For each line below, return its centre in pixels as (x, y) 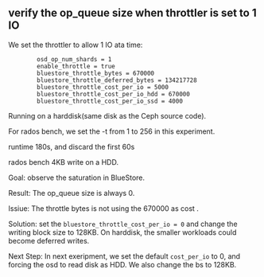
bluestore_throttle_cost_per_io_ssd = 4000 (110, 101)
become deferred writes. (49, 240)
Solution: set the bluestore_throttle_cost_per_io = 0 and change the (123, 224)
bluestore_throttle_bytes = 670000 (96, 73)
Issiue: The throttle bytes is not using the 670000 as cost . (103, 208)
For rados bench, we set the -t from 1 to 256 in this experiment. (112, 131)
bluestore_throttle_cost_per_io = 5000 (103, 87)
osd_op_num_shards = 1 (74, 59)
